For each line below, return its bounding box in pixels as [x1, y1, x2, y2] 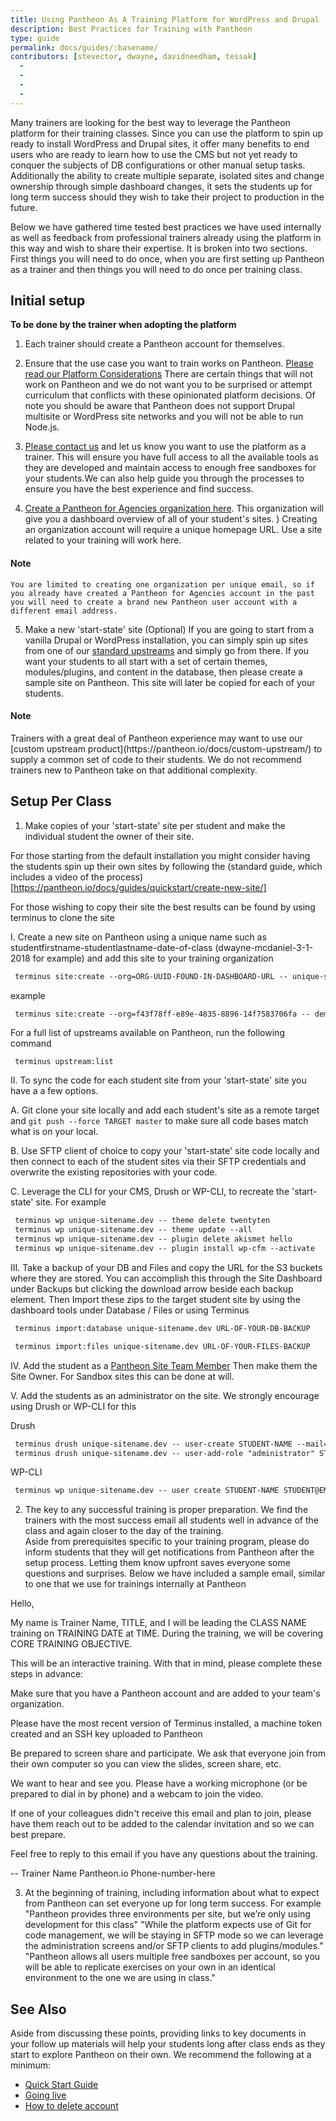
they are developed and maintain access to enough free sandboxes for [24, 462, 317, 474]
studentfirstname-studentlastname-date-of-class [10, 941, 213, 953]
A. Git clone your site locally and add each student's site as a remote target [10, 1104, 320, 1116]
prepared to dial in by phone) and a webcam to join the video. [10, 1788, 264, 1800]
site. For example [35, 1196, 107, 1208]
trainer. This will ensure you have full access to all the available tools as [24, 451, 319, 463]
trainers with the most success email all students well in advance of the [24, 1514, 320, 1526]
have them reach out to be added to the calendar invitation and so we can [10, 1818, 315, 1830]
